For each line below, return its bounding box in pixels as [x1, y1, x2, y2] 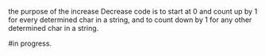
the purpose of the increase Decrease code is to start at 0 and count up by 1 [8, 7, 258, 16]
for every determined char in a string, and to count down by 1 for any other [8, 15, 252, 24]
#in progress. [8, 39, 52, 48]
